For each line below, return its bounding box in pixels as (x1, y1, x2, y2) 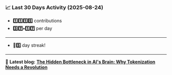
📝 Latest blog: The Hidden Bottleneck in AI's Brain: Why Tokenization (5, 59, 156, 65)
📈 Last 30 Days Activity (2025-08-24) (5, 4, 103, 11)
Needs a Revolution (5, 64, 48, 70)
